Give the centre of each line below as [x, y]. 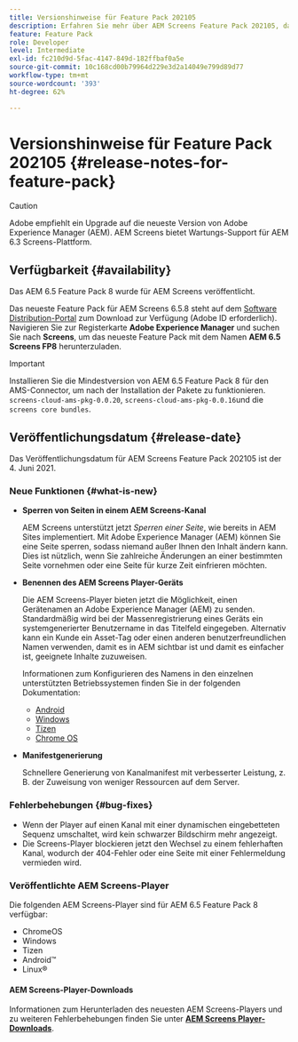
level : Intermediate [47, 51]
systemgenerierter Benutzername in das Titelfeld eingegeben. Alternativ [154, 629]
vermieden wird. [52, 862]
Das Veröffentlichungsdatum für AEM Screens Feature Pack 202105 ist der [145, 459]
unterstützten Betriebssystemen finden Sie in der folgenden [131, 683]
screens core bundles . [50, 409]
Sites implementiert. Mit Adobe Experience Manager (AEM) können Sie [151, 537]
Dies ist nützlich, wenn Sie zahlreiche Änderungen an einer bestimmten [152, 556]
